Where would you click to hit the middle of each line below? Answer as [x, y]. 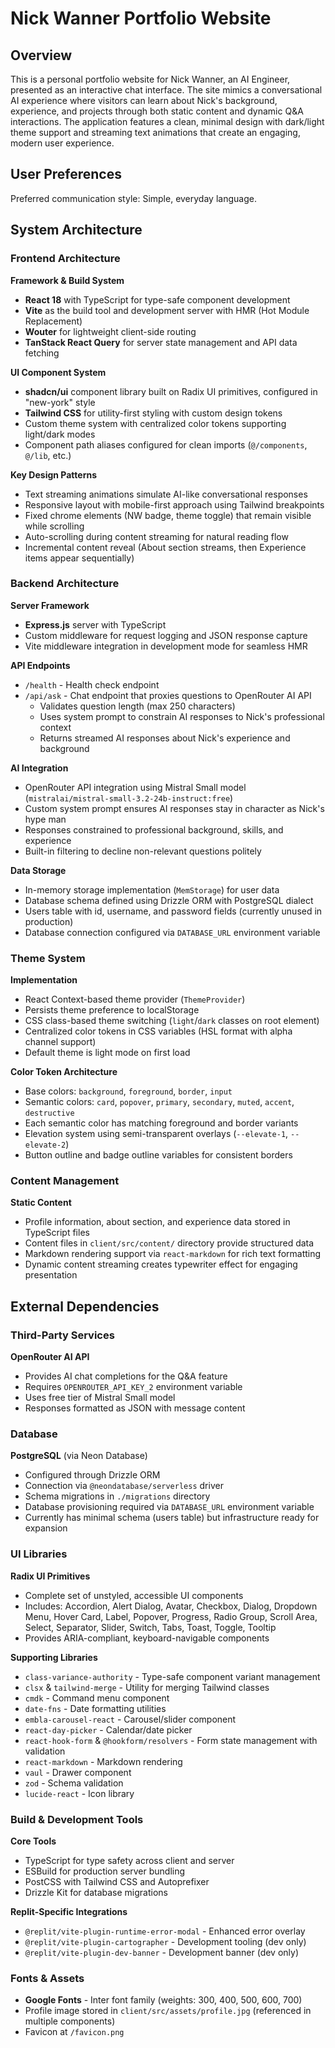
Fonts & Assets [47, 1978]
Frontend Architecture [65, 259]
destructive [49, 1113]
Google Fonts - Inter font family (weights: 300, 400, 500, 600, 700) [163, 2000]
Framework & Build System [67, 280]
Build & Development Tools [77, 1819]
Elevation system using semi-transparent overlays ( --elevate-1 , [156, 1134]
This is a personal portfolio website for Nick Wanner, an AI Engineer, [150, 79]
